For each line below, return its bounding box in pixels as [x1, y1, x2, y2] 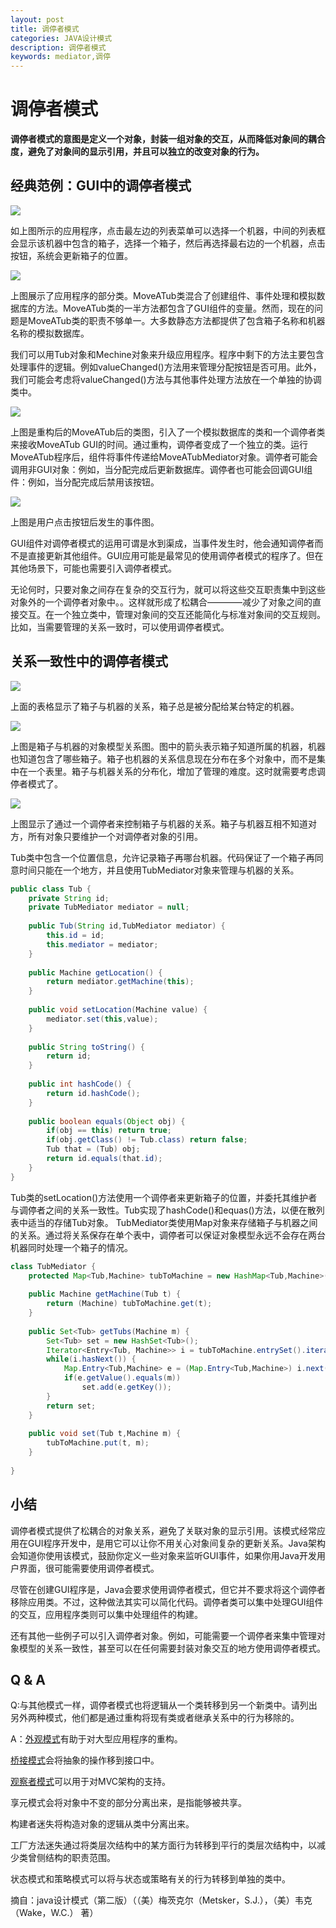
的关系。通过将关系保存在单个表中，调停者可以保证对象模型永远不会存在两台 [10, 1229, 326, 1241]
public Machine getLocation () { [28, 967, 163, 978]
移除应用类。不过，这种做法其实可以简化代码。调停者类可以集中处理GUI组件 [10, 1596, 324, 1608]
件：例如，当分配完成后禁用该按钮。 [10, 476, 160, 488]
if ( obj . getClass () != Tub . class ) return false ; [46, 1135, 248, 1145]
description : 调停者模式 [10, 42, 107, 53]
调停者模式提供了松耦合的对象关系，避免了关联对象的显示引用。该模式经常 [10, 1524, 317, 1536]
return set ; [46, 1401, 97, 1411]
